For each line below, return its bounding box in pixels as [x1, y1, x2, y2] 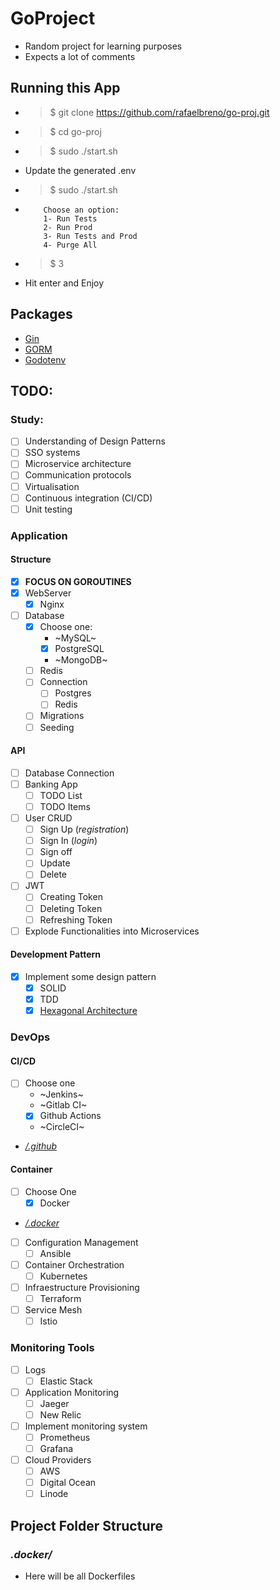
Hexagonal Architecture [39, 1005, 138, 1017]
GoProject [10, 7, 96, 30]
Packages [10, 306, 73, 323]
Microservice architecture [24, 458, 132, 470]
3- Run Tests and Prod [43, 231, 138, 241]
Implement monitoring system [24, 1420, 148, 1432]
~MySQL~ [54, 632, 97, 644]
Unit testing [24, 503, 73, 515]
